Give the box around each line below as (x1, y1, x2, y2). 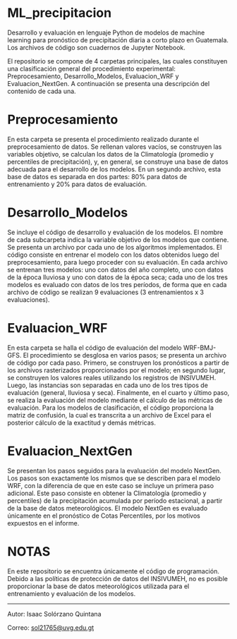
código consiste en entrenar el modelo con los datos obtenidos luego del (7, 250, 219, 259)
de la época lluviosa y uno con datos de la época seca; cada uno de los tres (7, 273, 228, 281)
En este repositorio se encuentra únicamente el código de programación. (7, 566, 220, 576)
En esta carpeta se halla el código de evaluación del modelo (7, 343, 182, 352)
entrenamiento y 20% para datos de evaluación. (7, 180, 147, 188)
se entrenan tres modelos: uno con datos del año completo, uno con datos (7, 265, 224, 274)
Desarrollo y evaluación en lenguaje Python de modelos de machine (7, 28, 205, 37)
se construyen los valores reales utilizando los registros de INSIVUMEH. (7, 373, 217, 382)
